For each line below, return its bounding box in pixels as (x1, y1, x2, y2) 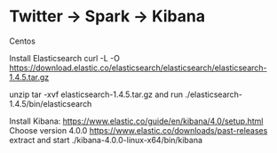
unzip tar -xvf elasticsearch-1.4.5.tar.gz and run (9, 89, 184, 100)
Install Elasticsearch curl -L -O (9, 52, 121, 63)
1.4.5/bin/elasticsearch (9, 98, 92, 109)
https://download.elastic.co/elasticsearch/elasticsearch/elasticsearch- (9, 62, 268, 73)
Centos (9, 36, 36, 46)
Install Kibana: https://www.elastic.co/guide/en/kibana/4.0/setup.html (9, 116, 264, 126)
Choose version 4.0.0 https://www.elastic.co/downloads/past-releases (9, 125, 268, 135)
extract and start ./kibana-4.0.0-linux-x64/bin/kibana (9, 134, 202, 145)
